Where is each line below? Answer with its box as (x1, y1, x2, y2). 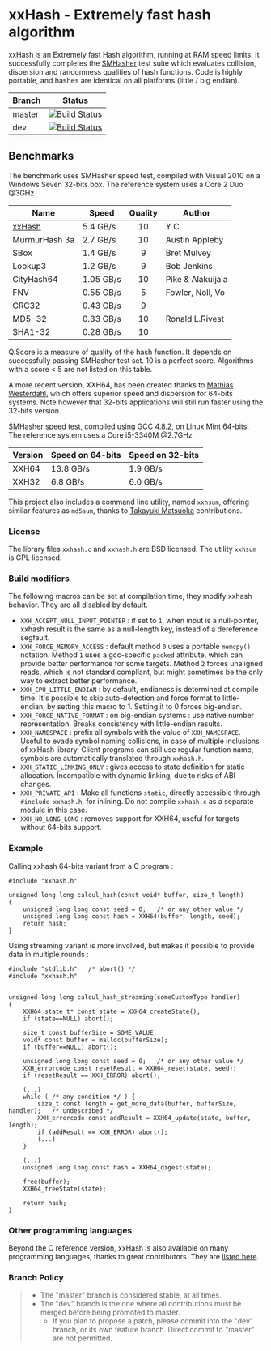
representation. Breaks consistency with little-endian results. (19, 719, 222, 729)
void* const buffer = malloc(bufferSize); (23, 1036, 168, 1044)
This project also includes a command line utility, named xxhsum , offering (8, 497, 249, 507)
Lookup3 (12, 260, 47, 271)
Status (62, 95, 89, 106)
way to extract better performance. (19, 676, 138, 686)
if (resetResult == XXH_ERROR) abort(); (23, 1071, 161, 1080)
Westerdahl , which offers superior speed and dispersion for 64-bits (8, 388, 233, 398)
